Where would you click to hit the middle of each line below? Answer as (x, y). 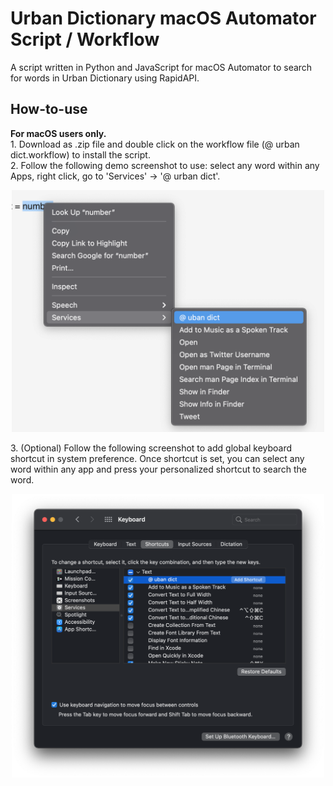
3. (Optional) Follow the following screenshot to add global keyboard (151, 448)
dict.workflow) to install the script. (80, 154)
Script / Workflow (85, 39)
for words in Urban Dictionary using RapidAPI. (105, 78)
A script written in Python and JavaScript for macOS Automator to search (161, 67)
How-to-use (49, 109)
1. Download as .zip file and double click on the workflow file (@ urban (155, 144)
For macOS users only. (58, 133)
